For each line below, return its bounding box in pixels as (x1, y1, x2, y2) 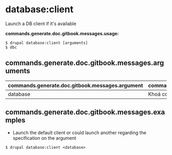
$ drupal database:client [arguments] (5, 40, 88, 46)
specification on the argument (12, 135, 77, 141)
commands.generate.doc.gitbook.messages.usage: (5, 30, 119, 36)
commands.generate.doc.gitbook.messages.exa (5, 108, 165, 117)
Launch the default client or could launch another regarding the (12, 129, 147, 136)
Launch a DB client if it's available (5, 20, 77, 27)
